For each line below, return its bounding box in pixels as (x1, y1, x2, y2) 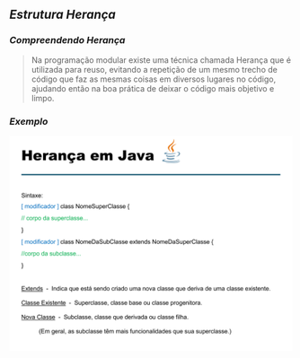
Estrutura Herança (9, 7, 117, 22)
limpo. (31, 92, 55, 103)
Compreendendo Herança (9, 34, 126, 47)
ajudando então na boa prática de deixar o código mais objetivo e (31, 83, 275, 93)
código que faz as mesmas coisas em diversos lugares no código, (31, 74, 277, 84)
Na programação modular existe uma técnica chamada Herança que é (31, 54, 292, 65)
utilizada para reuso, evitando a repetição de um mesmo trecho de (31, 64, 278, 74)
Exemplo (9, 115, 49, 127)
